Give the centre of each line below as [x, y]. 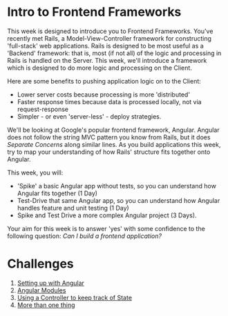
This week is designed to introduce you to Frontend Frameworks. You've [110, 31]
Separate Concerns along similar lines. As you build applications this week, [114, 144]
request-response [43, 109]
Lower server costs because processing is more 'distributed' [104, 95]
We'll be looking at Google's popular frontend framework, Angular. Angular [113, 130]
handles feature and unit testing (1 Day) [73, 208]
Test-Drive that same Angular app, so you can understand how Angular [118, 200]
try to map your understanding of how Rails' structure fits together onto [109, 152]
